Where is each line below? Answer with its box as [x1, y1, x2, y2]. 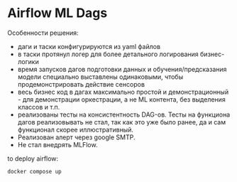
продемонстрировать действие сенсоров [17, 80, 145, 88]
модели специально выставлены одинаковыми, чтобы [17, 73, 183, 81]
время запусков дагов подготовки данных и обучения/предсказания [17, 65, 227, 73]
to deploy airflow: [7, 154, 59, 163]
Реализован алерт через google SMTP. [17, 133, 136, 141]
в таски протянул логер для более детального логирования [17, 50, 199, 58]
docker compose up [7, 168, 62, 175]
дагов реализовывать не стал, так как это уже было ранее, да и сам [17, 117, 226, 126]
